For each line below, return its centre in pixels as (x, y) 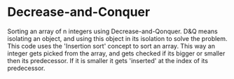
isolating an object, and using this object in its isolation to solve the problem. (117, 38)
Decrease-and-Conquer (79, 12)
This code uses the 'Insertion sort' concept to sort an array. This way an (111, 46)
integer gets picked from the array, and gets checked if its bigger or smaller (116, 53)
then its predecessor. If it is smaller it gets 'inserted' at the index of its (108, 60)
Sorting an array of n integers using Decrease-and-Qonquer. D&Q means (113, 31)
